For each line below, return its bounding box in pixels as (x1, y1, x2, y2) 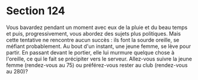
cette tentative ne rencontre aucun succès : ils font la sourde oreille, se (6, 36, 180, 43)
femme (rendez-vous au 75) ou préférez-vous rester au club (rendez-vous (6, 61, 188, 69)
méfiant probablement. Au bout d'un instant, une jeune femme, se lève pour (6, 43, 191, 50)
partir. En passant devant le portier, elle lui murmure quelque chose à (6, 49, 175, 56)
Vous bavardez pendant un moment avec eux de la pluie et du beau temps (6, 24, 188, 31)
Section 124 (6, 4, 65, 18)
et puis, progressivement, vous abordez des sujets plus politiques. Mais (6, 30, 181, 37)
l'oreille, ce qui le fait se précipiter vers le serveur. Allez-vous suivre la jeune (6, 55, 193, 62)
